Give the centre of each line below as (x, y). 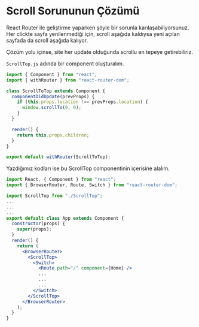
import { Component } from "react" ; (52, 74)
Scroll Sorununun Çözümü (73, 11)
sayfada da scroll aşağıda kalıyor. (47, 40)
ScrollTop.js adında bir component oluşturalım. (65, 63)
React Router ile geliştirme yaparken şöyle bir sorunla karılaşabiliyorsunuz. (98, 28)
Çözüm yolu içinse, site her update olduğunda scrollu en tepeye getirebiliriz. (99, 52)
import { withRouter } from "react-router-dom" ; (68, 80)
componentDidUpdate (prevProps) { (53, 96)
